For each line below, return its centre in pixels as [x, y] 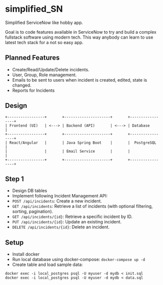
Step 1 [15, 179]
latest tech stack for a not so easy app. [44, 42]
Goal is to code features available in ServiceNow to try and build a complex [81, 32]
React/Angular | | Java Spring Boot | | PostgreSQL [83, 143]
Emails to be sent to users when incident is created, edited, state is [80, 80]
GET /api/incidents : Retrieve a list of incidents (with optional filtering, [82, 206]
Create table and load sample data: [47, 264]
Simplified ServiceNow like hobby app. [44, 22]
